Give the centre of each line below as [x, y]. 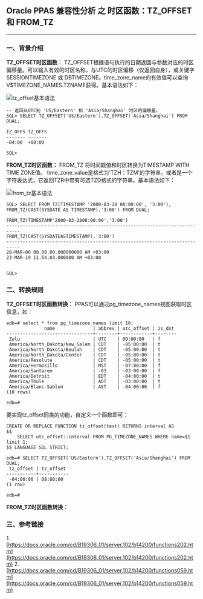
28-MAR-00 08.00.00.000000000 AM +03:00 [58, 253]
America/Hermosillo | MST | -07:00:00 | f [85, 366]
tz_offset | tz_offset [37, 469]
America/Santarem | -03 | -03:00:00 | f [85, 371]
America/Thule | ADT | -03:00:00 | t [85, 382]
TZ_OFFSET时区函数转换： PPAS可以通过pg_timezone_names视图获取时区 [99, 304]
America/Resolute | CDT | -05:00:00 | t [85, 360]
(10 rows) [19, 392]
